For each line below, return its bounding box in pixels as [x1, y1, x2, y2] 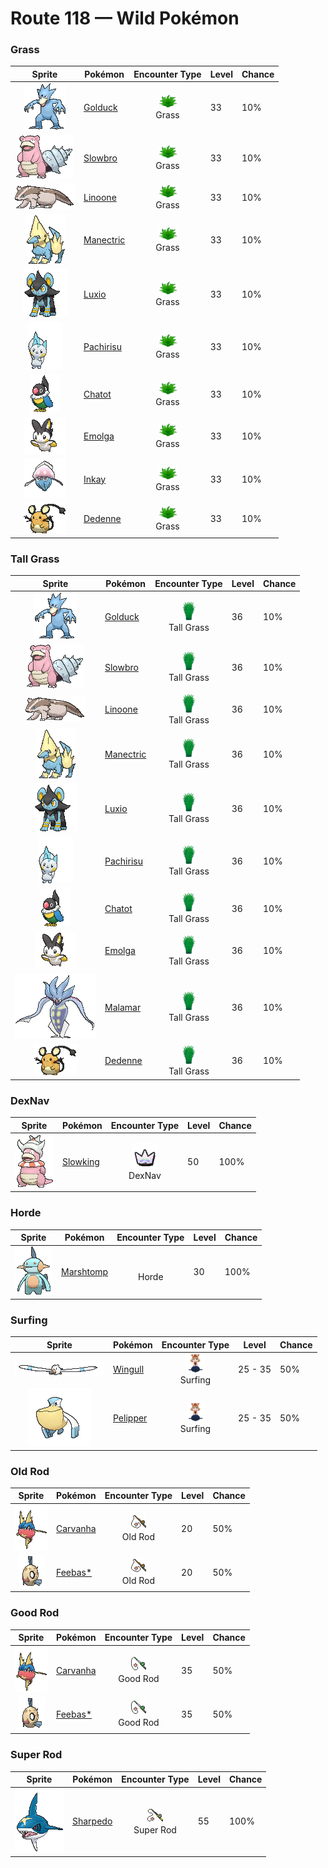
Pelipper [113, 1412, 148, 1424]
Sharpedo [72, 1815, 113, 1827]
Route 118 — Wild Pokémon [10, 7, 240, 30]
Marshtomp [61, 1265, 109, 1277]
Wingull [113, 1363, 145, 1376]
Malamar [104, 1001, 142, 1013]
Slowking [62, 1156, 100, 1168]
